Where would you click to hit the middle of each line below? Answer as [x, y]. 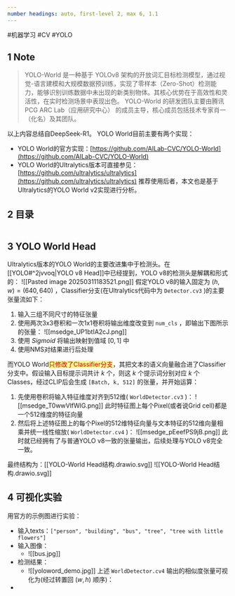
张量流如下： [26, 299]
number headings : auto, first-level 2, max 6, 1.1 [83, 14]
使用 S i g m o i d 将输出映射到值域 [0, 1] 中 [73, 341]
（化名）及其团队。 [52, 119]
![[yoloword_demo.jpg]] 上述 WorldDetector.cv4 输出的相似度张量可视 [128, 571]
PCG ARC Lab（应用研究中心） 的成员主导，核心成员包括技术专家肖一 [125, 110]
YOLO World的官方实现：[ [55, 149]
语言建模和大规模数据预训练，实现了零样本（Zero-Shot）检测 [122, 84]
